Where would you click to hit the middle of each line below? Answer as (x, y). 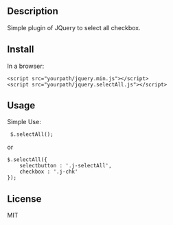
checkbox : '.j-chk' (49, 172)
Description (33, 11)
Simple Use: (24, 122)
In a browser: (26, 66)
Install (21, 50)
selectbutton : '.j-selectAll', (66, 166)
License (24, 199)
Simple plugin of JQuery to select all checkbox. (74, 27)
